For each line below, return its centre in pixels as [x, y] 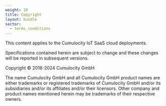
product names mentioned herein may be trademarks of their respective [80, 94]
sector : [13, 24]
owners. [14, 99]
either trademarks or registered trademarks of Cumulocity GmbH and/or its [83, 83]
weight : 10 [17, 10]
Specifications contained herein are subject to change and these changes [82, 53]
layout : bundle [21, 19]
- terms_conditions [30, 29]
